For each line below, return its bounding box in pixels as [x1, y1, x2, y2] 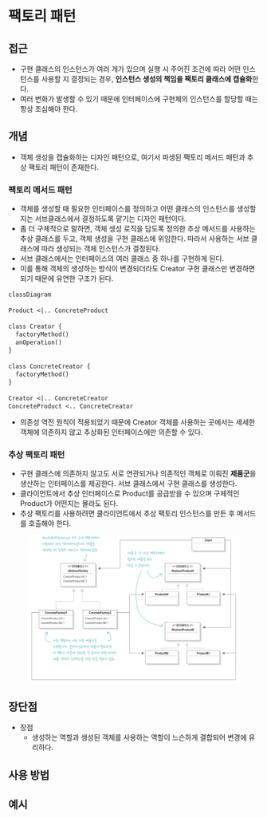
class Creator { [8, 322, 62, 331]
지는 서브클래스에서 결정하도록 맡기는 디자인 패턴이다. [19, 214, 187, 223]
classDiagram [8, 290, 52, 299]
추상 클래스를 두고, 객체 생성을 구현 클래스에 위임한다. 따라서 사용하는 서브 [19, 234, 249, 243]
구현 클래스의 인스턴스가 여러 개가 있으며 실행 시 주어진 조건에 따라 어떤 [19, 65, 241, 73]
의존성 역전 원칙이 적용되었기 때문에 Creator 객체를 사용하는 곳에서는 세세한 [19, 417, 256, 427]
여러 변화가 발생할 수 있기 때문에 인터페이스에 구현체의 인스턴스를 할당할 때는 [19, 94, 259, 104]
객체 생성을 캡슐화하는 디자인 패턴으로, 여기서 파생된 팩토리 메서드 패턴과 [19, 152, 245, 162]
